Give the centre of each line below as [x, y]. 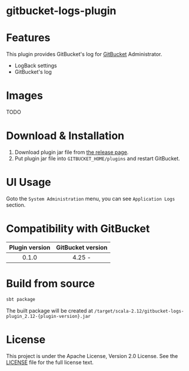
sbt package [21, 299]
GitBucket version [82, 247]
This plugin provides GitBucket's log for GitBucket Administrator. [84, 54]
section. [16, 205]
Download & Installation [65, 136]
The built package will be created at [49, 310]
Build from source [51, 284]
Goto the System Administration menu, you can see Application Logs [91, 198]
